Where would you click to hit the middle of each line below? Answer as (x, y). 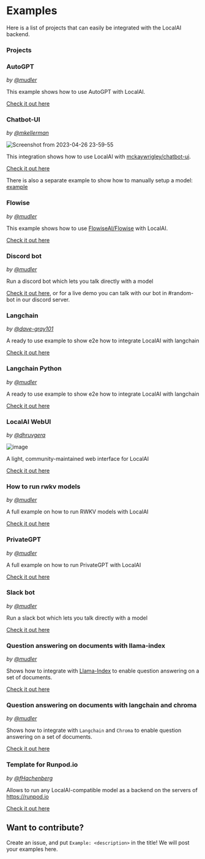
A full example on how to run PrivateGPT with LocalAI (74, 564)
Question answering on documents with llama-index (86, 645)
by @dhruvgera (26, 435)
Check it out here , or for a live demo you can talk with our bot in (87, 293)
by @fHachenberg (30, 778)
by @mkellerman (28, 133)
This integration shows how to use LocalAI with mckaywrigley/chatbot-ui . (99, 156)
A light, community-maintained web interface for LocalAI (77, 458)
